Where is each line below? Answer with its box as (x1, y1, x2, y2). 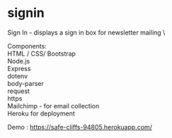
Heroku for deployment (7, 109, 76, 118)
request (7, 87, 30, 95)
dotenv (7, 72, 28, 80)
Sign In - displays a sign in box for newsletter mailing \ (7, 28, 166, 37)
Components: (7, 42, 47, 50)
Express (7, 64, 31, 73)
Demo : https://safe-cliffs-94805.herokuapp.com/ (7, 123, 152, 131)
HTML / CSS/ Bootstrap (7, 49, 76, 58)
